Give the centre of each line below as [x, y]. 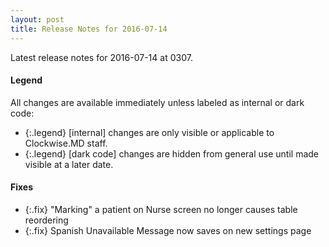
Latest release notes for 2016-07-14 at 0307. [101, 57]
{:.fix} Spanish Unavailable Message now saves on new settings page [168, 230]
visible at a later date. [69, 164]
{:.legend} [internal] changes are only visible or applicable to [149, 132]
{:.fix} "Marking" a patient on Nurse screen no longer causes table [161, 209]
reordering [46, 220]
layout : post [37, 19]
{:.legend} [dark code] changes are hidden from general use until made [171, 153]
